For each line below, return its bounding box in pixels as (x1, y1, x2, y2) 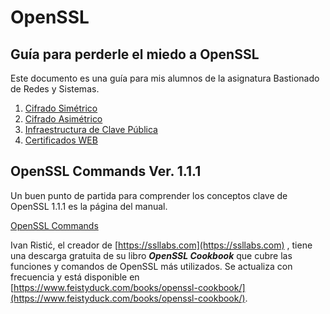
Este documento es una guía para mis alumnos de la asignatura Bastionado (10, 72, 320, 84)
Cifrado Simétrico (24, 102, 98, 114)
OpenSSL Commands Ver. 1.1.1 (10, 163, 202, 180)
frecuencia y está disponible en (10, 271, 140, 283)
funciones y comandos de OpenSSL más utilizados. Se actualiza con (10, 260, 293, 272)
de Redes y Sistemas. (10, 83, 100, 95)
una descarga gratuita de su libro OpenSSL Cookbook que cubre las (10, 249, 293, 261)
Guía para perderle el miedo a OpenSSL (10, 46, 260, 63)
